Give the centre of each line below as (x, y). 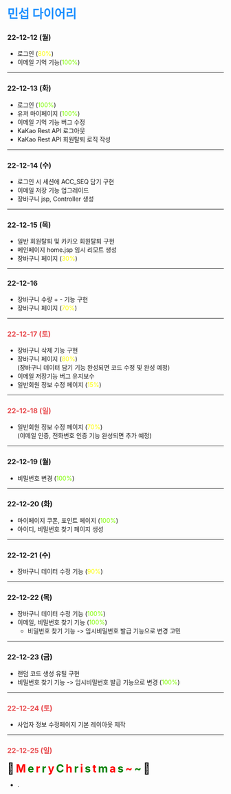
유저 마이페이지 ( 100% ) (48, 113)
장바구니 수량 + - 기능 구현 (52, 299)
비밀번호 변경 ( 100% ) (46, 478)
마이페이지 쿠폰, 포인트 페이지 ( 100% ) (68, 520)
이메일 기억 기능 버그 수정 (51, 122)
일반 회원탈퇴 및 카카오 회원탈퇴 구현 (66, 241)
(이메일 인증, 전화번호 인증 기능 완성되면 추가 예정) (85, 436)
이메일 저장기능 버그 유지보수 (56, 376)
